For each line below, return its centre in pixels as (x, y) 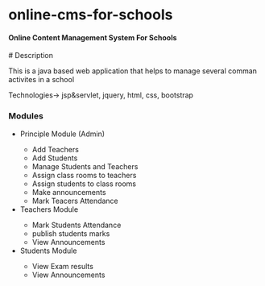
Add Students (55, 158)
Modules (26, 116)
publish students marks (71, 233)
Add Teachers (55, 149)
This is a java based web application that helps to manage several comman (133, 71)
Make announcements (69, 192)
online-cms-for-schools (91, 15)
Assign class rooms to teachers (84, 175)
